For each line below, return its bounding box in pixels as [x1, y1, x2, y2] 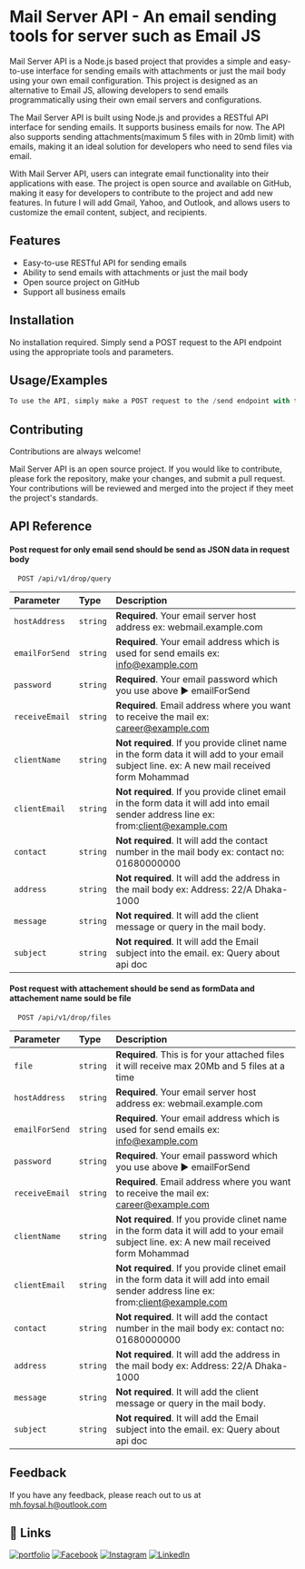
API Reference [9, 519, 93, 534]
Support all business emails [22, 286, 126, 297]
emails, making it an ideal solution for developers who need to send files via [9, 141, 293, 152]
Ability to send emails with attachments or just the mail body [22, 266, 249, 278]
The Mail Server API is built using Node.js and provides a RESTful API [9, 112, 269, 123]
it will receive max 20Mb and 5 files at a [115, 1059, 286, 1072]
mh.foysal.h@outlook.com [9, 1499, 107, 1510]
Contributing [9, 422, 84, 437]
